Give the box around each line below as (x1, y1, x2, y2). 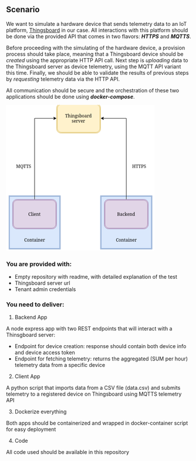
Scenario (6, 5, 40, 15)
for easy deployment (6, 426, 56, 433)
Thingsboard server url (14, 279, 70, 287)
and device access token (14, 349, 75, 356)
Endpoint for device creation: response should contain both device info (14, 343, 187, 350)
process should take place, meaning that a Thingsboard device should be (6, 50, 184, 58)
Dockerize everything (14, 408, 67, 415)
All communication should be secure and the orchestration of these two (6, 86, 180, 93)
